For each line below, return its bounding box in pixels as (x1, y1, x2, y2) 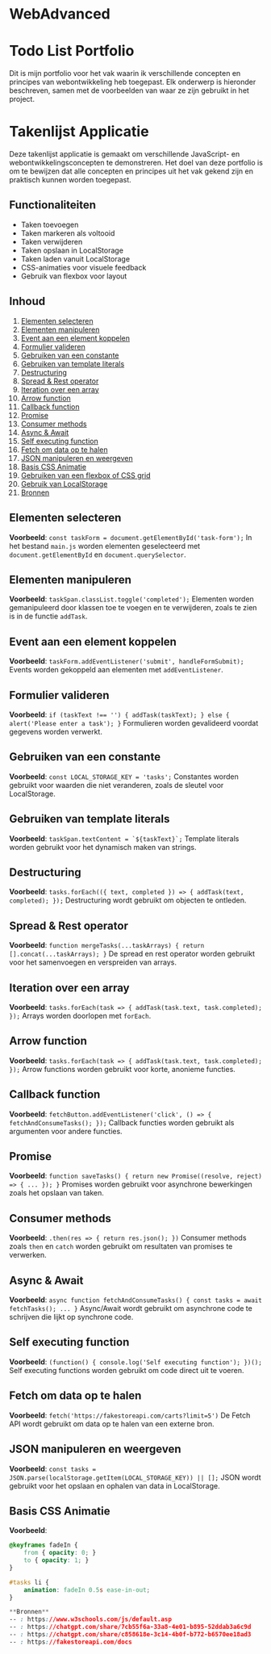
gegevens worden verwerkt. (9, 727, 103, 736)
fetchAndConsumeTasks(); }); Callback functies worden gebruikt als (9, 1117, 235, 1127)
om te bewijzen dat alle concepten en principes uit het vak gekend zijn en (9, 166, 253, 176)
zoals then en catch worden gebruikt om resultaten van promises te (9, 1242, 233, 1251)
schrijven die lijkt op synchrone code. (9, 1313, 134, 1322)
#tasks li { (9, 1578, 49, 1586)
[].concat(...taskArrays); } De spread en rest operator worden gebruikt (9, 949, 255, 959)
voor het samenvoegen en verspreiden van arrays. (9, 957, 177, 967)
